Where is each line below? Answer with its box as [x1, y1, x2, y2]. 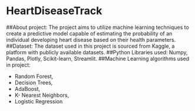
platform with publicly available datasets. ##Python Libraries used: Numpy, [6, 48, 188, 56]
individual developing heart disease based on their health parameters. [6, 36, 176, 43]
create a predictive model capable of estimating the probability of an [6, 30, 173, 37]
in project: [6, 61, 31, 68]
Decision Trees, [14, 79, 53, 86]
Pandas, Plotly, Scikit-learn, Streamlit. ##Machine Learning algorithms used [6, 55, 190, 62]
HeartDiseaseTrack [6, 4, 103, 18]
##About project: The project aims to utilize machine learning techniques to [6, 24, 190, 31]
